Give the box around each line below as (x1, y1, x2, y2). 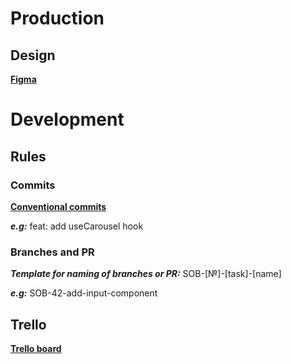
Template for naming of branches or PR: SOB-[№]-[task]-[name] (10, 268, 282, 280)
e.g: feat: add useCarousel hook (10, 220, 144, 232)
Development (10, 108, 125, 131)
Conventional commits (10, 200, 107, 212)
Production (10, 7, 105, 30)
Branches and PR (10, 245, 95, 259)
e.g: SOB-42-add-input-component (10, 287, 158, 299)
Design (10, 47, 56, 64)
